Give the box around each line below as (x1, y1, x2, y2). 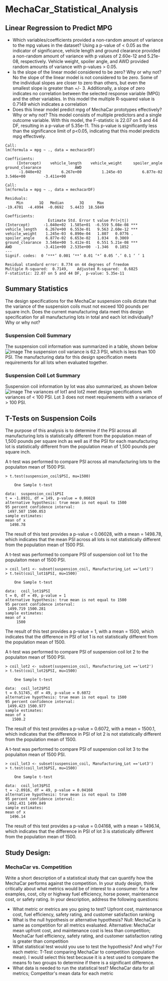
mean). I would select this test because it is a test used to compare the (12, 954, 159, 960)
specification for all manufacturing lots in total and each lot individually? (5, 314, 154, 320)
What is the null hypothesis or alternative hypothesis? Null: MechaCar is (12, 917, 161, 923)
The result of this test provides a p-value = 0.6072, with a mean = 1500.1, (5, 726, 156, 732)
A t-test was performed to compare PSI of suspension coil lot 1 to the (5, 552, 148, 558)
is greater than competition (12, 938, 69, 944)
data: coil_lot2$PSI (5, 686, 51, 691)
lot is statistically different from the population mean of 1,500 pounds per (5, 443, 155, 449)
